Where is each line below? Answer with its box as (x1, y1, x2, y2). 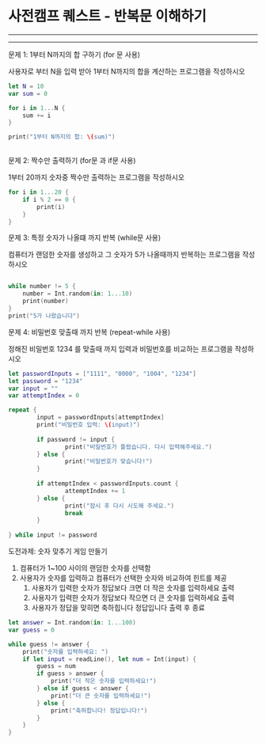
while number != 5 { (8, 283, 77, 290)
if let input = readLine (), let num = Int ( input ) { (22, 655, 196, 663)
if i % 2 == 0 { (22, 195, 77, 203)
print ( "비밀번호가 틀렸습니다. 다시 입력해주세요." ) (64, 442, 212, 451)
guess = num (36, 662, 77, 670)
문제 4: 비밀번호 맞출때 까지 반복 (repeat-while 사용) (8, 327, 171, 336)
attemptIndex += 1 (64, 487, 126, 495)
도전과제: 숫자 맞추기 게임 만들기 (8, 547, 108, 556)
